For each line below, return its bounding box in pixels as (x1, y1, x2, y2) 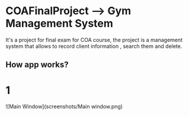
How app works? (5, 60, 69, 70)
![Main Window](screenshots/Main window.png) (5, 103, 123, 110)
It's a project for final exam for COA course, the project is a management (5, 36, 183, 43)
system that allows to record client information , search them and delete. (5, 43, 182, 50)
